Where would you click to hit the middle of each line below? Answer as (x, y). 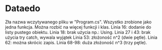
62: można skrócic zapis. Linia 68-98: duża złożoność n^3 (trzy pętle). (76, 42)
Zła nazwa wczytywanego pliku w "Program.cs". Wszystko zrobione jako (78, 22)
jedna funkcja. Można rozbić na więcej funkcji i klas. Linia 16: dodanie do (78, 27)
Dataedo (23, 8)
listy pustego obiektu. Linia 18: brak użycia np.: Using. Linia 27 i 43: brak (78, 32)
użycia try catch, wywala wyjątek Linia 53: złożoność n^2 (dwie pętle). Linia (81, 37)
